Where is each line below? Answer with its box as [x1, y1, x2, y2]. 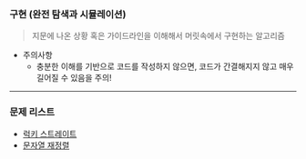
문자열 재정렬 [22, 139, 70, 151]
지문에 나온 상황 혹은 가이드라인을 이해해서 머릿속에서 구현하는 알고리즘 [31, 30, 285, 42]
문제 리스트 [9, 106, 56, 119]
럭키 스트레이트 [22, 128, 77, 139]
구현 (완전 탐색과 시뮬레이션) [9, 7, 127, 20]
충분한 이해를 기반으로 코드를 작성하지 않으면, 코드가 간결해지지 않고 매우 [36, 61, 294, 72]
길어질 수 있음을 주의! [36, 73, 112, 84]
